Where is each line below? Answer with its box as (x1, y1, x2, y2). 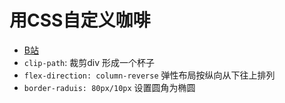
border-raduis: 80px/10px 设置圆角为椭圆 (23, 81, 196, 93)
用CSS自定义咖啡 (9, 9, 151, 32)
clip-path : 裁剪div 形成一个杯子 (23, 56, 155, 68)
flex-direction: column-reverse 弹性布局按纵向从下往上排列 (23, 69, 276, 81)
